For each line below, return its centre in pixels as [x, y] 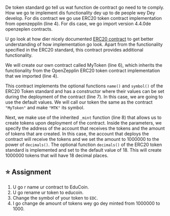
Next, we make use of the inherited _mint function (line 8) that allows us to [83, 117]
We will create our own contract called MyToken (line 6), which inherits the [84, 65]
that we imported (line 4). [32, 76]
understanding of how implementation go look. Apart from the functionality [84, 44]
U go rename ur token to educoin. [48, 192]
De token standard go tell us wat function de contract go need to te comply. [85, 7]
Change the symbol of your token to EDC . [55, 198]
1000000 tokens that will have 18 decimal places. [57, 155]
